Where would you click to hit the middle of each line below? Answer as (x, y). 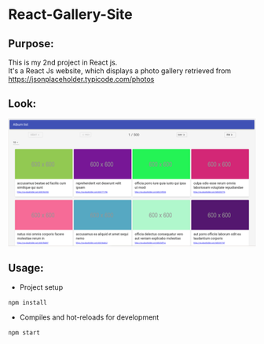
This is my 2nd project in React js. (63, 62)
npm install (27, 302)
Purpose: (31, 44)
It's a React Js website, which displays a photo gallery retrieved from (120, 71)
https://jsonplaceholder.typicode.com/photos (81, 79)
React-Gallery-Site (71, 15)
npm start (24, 332)
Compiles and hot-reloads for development (89, 317)
